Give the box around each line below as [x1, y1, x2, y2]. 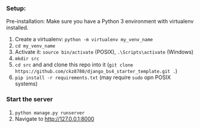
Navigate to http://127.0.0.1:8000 [14, 115, 94, 122]
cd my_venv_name [14, 43, 56, 49]
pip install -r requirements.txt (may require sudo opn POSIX [14, 74, 171, 81]
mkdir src [14, 56, 40, 62]
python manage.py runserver [14, 109, 85, 116]
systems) [14, 80, 38, 87]
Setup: [6, 4, 26, 13]
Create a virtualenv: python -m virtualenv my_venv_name [14, 36, 153, 43]
